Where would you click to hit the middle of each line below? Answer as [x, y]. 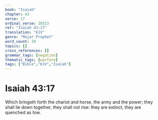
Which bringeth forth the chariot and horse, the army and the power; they [79, 102]
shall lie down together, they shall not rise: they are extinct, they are [73, 107]
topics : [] [16, 46]
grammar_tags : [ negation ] [31, 55]
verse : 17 [15, 19]
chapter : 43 [17, 14]
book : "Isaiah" [21, 10]
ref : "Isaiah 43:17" [26, 28]
